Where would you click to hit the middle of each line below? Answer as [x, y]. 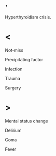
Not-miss [14, 50]
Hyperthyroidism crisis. [28, 17]
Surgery [13, 87]
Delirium [13, 130]
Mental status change [27, 121]
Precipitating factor [24, 59]
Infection [14, 69]
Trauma [13, 78]
